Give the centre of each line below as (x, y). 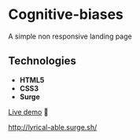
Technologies (42, 61)
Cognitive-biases (66, 15)
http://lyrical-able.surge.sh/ (53, 127)
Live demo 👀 (28, 112)
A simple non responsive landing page (70, 36)
